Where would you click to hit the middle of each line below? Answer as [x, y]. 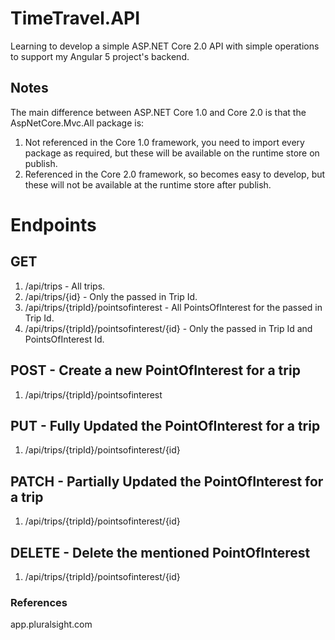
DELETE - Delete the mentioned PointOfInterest [160, 552]
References [39, 602]
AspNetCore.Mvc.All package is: [77, 123]
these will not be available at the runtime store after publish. [148, 184]
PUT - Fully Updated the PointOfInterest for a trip [165, 425]
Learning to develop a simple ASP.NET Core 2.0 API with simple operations [165, 46]
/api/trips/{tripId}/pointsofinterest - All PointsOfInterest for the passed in [173, 307]
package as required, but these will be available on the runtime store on [172, 153]
